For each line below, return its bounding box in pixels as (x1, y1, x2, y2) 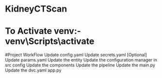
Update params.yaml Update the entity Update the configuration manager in (5, 57, 158, 63)
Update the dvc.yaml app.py (5, 67, 62, 73)
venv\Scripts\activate (5, 36, 95, 47)
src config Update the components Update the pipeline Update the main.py (5, 62, 155, 68)
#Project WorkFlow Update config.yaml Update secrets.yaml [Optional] (5, 52, 147, 58)
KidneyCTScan (5, 3, 67, 15)
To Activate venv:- (5, 26, 81, 37)
